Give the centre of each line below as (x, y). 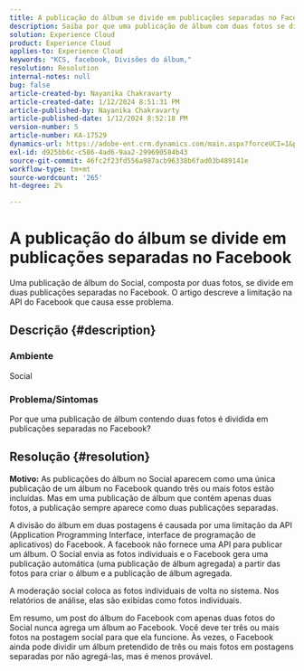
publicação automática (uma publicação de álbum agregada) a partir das (145, 563)
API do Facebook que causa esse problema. (91, 302)
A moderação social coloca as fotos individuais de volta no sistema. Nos (144, 591)
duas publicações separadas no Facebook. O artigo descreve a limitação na (151, 293)
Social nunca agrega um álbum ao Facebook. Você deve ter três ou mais (144, 627)
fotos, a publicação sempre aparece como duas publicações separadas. (144, 507)
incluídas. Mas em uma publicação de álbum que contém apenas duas (141, 497)
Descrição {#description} (83, 331)
